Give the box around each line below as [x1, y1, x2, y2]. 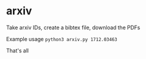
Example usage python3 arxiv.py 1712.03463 [6, 35, 117, 42]
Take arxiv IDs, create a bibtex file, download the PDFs [6, 24, 141, 31]
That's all [6, 46, 29, 54]
